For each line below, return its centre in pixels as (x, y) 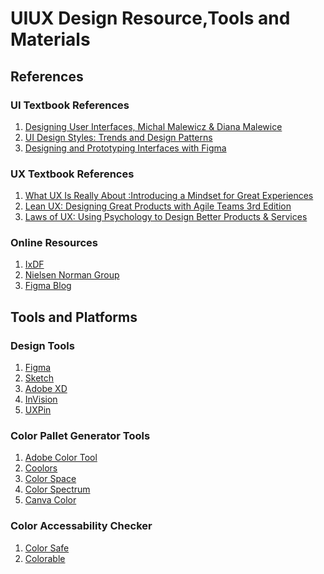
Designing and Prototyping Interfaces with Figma (125, 148)
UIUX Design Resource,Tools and (150, 18)
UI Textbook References (70, 105)
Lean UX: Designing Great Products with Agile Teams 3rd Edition (158, 206)
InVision (41, 399)
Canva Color (50, 500)
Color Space (50, 479)
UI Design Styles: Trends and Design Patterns (118, 137)
